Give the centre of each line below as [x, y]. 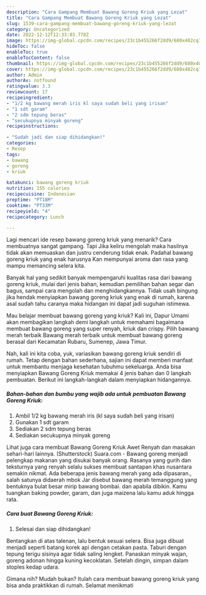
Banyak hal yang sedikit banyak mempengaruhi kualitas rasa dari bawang [99, 278]
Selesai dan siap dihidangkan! [53, 529]
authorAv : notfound [31, 80]
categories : [21, 143]
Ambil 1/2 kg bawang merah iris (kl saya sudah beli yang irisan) [95, 416]
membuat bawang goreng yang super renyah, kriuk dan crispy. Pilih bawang [103, 329]
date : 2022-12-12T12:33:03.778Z [48, 35]
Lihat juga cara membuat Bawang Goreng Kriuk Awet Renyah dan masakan [101, 447]
